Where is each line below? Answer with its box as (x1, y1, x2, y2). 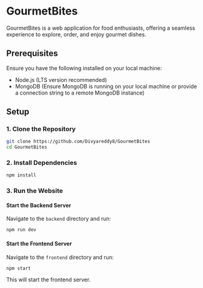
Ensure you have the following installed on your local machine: (6, 64, 162, 72)
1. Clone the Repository (6, 125, 76, 133)
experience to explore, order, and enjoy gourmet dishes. (6, 30, 147, 38)
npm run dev (6, 227, 36, 233)
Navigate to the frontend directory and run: (6, 253, 114, 261)
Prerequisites (6, 49, 58, 59)
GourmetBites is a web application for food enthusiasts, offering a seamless (6, 24, 196, 32)
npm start (6, 265, 32, 271)
